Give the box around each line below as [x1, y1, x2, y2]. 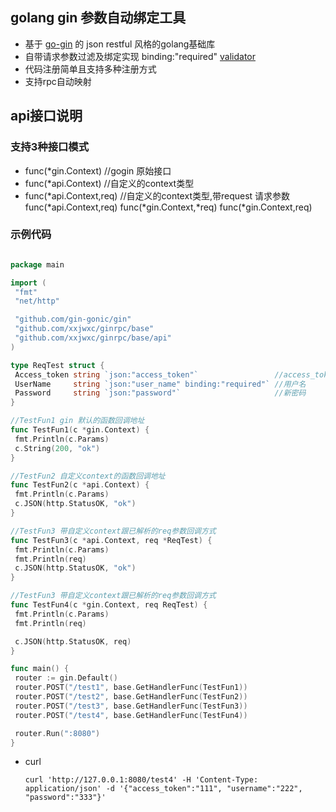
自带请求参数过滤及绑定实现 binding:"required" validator [24, 50, 257, 62]
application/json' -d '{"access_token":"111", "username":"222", [24, 784, 303, 794]
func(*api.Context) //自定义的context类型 [24, 177, 195, 189]
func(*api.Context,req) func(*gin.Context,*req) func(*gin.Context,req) [24, 201, 313, 213]
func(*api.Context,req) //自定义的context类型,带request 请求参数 [24, 189, 291, 202]
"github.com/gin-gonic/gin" [14, 314, 132, 325]
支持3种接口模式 [10, 140, 90, 154]
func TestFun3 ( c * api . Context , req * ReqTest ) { [10, 535, 213, 545]
